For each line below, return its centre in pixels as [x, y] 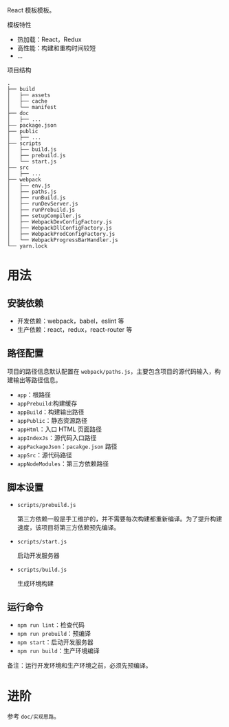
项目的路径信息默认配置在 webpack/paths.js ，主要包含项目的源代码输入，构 [114, 371]
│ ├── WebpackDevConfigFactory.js [59, 222]
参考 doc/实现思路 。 [34, 717]
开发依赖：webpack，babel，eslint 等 [70, 321]
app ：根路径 [34, 395]
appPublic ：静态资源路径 [52, 420]
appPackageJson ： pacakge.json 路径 [67, 446]
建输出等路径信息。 [34, 380]
